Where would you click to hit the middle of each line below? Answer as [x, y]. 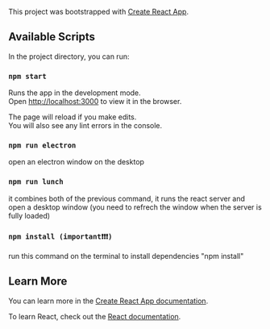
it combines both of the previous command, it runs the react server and [127, 198]
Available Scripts [52, 37]
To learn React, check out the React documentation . [95, 316]
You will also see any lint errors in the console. [85, 126]
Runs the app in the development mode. [75, 93]
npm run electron [42, 146]
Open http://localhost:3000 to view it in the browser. [95, 102]
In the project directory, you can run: [69, 56]
